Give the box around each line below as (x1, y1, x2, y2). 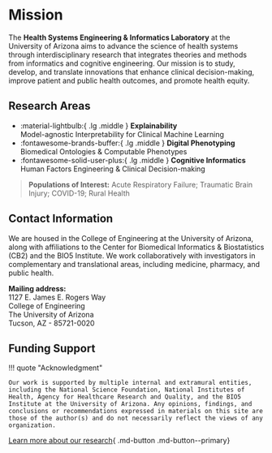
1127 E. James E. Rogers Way (8, 292, 106, 302)
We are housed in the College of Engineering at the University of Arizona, (8, 233, 254, 243)
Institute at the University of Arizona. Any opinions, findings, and (8, 400, 253, 408)
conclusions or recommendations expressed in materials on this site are (8, 408, 264, 416)
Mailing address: (8, 283, 67, 293)
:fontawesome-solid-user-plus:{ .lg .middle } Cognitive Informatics (19, 155, 246, 165)
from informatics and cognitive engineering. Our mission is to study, (8, 58, 235, 68)
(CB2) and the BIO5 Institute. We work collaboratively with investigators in (8, 250, 256, 261)
